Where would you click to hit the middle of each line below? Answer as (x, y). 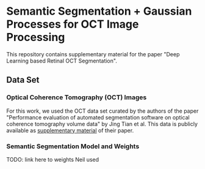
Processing (36, 37)
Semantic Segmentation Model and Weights (73, 146)
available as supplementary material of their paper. (70, 130)
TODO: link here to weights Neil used (53, 159)
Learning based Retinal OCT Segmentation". (62, 61)
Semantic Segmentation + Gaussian (99, 11)
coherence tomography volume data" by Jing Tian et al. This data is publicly (102, 124)
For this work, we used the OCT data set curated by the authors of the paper (103, 111)
